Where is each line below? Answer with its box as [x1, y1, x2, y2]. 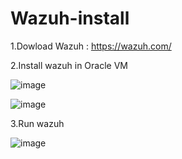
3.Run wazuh [10, 117, 65, 129]
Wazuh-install [10, 7, 130, 30]
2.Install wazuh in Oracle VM [10, 59, 128, 71]
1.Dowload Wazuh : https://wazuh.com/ [10, 40, 172, 52]
